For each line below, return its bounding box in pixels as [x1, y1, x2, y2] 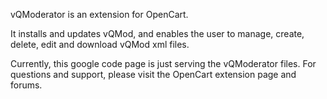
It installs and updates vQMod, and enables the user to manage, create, [10, 28, 305, 39]
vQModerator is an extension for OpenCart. [10, 9, 189, 20]
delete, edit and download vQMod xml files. [10, 39, 190, 50]
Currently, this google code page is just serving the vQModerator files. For [10, 58, 317, 69]
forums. [10, 79, 43, 91]
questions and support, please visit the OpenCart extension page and [10, 69, 297, 80]
